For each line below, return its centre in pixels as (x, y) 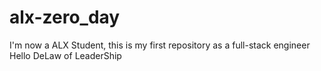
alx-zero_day (65, 17)
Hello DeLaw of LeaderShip (65, 55)
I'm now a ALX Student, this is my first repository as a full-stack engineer (160, 45)
